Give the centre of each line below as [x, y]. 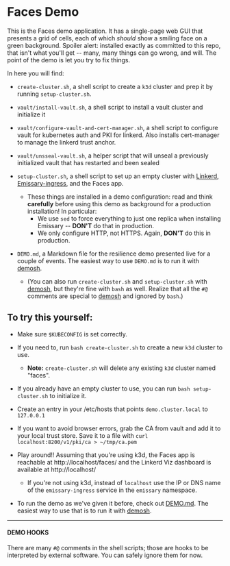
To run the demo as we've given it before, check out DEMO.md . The [113, 503]
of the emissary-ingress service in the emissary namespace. [112, 490]
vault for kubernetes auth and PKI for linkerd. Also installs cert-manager [118, 135]
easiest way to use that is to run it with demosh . [84, 510]
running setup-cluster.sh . [54, 94]
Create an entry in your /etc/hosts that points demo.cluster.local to [113, 409]
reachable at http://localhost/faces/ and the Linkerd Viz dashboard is [114, 462]
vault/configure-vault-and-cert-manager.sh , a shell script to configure [117, 127]
